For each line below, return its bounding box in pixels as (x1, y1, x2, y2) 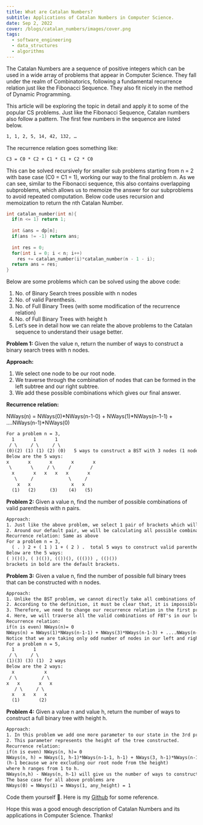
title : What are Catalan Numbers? (6, 8, 94, 15)
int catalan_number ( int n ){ (6, 211, 77, 217)
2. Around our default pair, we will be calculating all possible (6, 527, 177, 533)
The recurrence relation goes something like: (6, 144, 118, 151)
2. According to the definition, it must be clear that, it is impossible (6, 602, 199, 608)
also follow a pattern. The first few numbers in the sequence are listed (6, 115, 181, 122)
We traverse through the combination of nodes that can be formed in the (14, 376, 196, 384)
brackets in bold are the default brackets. (6, 561, 120, 567)
